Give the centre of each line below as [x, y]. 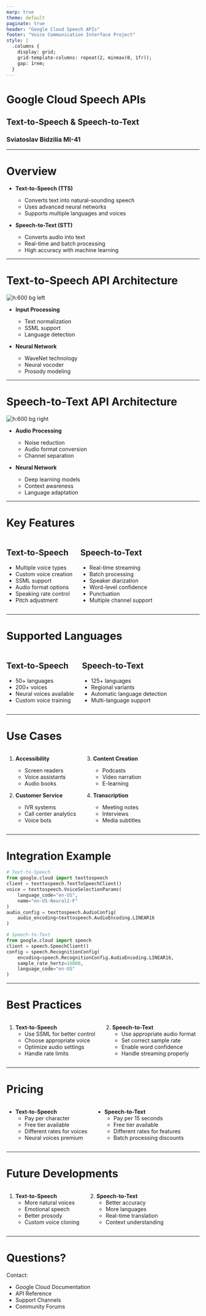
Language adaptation [51, 493]
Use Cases [34, 736]
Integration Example [59, 856]
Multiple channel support [121, 600]
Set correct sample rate [151, 1041]
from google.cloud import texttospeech [57, 878]
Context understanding [135, 1222]
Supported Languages [64, 636]
